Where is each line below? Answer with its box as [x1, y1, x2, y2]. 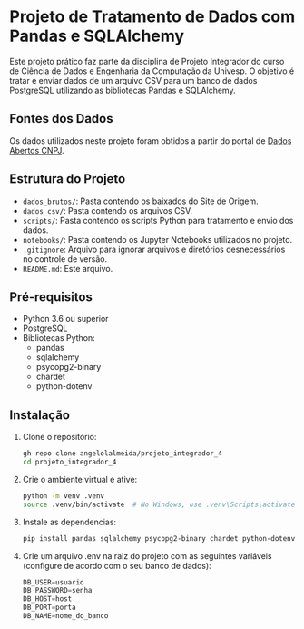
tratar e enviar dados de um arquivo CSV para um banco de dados [9, 75, 258, 85]
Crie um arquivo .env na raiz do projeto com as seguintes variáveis [22, 550, 272, 561]
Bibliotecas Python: [22, 333, 95, 344]
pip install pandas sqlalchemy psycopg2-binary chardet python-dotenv [22, 534, 296, 543]
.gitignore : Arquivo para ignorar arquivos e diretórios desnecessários [22, 244, 286, 255]
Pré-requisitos [9, 289, 93, 305]
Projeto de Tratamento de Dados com [9, 6, 296, 27]
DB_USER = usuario [22, 577, 84, 587]
